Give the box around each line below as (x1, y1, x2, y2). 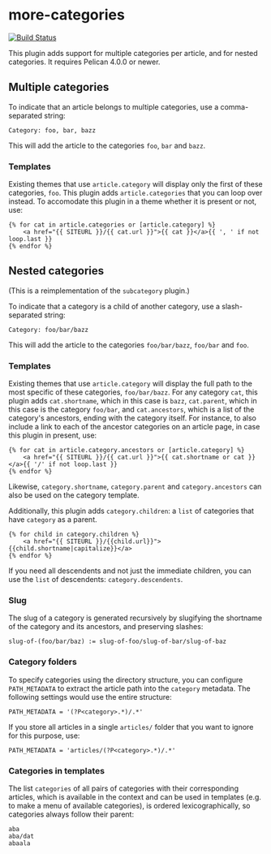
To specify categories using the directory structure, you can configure (8, 675, 243, 684)
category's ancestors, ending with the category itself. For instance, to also (8, 413, 257, 423)
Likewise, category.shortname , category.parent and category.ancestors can (8, 481, 262, 492)
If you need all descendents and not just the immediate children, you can (8, 566, 252, 576)
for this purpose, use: (8, 731, 80, 740)
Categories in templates (8, 765, 105, 776)
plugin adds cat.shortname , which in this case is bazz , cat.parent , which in (8, 396, 257, 406)
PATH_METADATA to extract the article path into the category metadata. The (8, 684, 251, 693)
